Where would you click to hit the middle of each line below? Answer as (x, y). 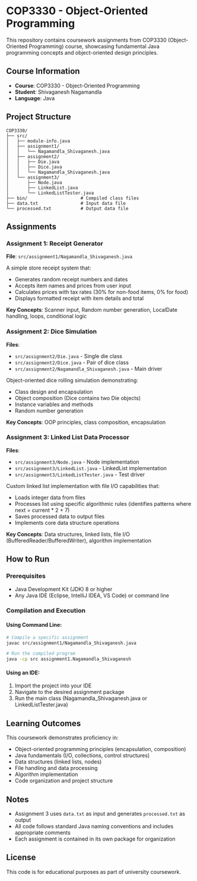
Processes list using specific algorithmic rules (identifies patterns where (103, 503)
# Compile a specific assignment (47, 637)
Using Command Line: (34, 625)
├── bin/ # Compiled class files (73, 198)
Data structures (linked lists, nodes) (58, 762)
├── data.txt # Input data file (66, 203)
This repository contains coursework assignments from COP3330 (87, 40)
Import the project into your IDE (53, 686)
